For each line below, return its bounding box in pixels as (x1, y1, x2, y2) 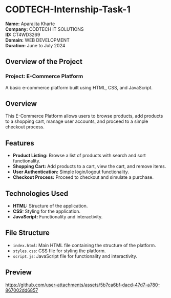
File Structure (5, 229, 50, 237)
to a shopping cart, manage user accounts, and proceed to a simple (5, 118, 148, 124)
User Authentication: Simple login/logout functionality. (12, 169, 130, 175)
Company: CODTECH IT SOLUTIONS (5, 26, 84, 32)
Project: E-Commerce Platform (5, 73, 83, 80)
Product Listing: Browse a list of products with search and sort (12, 153, 146, 159)
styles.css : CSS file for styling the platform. (12, 248, 106, 254)
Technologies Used (5, 189, 68, 198)
